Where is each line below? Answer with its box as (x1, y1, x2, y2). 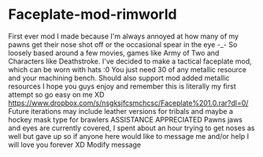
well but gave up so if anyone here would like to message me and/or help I (8, 131, 250, 141)
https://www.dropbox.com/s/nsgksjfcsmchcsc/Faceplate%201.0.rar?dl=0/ (8, 98, 249, 108)
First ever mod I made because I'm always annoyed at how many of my (8, 31, 239, 41)
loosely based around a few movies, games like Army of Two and (8, 48, 220, 57)
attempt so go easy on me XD (8, 89, 105, 99)
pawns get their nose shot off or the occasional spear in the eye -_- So (8, 39, 238, 49)
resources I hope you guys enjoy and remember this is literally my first (8, 81, 236, 91)
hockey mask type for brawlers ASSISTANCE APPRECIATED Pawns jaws (8, 115, 243, 124)
